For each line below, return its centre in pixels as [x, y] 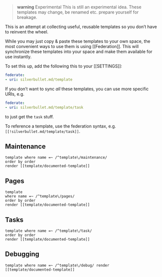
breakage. [27, 17]
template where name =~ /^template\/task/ [49, 231]
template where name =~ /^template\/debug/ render [57, 265]
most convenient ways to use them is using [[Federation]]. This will [72, 46]
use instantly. [18, 57]
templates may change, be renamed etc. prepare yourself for [78, 12]
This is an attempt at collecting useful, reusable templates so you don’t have [81, 27]
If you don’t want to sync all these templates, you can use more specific [77, 89]
